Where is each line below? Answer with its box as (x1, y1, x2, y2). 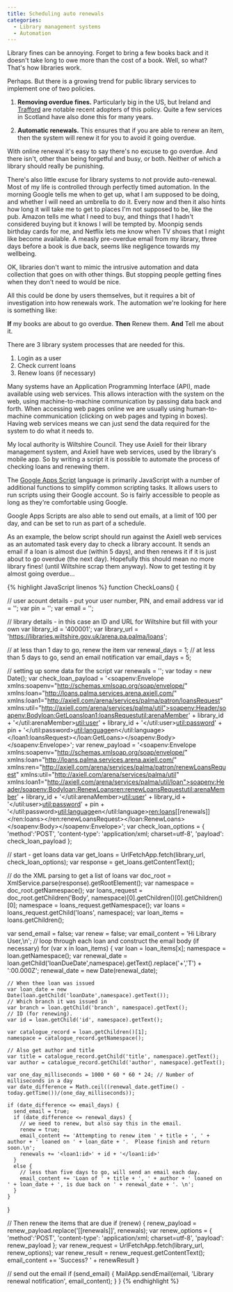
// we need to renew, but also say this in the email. (19, 1120, 182, 1128)
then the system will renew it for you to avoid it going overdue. (17, 134, 196, 142)
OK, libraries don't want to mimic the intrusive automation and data (7, 263, 199, 272)
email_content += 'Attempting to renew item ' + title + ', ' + (19, 1132, 210, 1139)
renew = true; (19, 1126, 61, 1133)
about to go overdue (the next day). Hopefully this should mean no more (7, 555, 214, 563)
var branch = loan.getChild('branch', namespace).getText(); (7, 1004, 188, 1011)
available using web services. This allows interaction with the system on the (7, 390, 225, 398)
